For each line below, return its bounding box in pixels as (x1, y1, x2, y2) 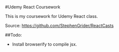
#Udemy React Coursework (5, 4, 61, 10)
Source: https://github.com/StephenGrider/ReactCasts (5, 23, 114, 28)
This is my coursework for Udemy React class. (5, 13, 98, 19)
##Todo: (5, 32, 22, 38)
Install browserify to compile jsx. (12, 41, 77, 47)
